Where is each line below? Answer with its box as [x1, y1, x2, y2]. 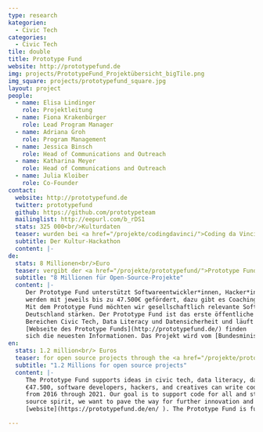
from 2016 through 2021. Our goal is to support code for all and [25, 390, 247, 398]
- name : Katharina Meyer [15, 158, 96, 165]
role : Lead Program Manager [22, 121, 113, 129]
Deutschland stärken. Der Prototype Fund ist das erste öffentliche [25, 310, 254, 318]
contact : [8, 186, 37, 194]
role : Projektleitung [22, 107, 92, 114]
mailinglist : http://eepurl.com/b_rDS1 [15, 216, 146, 223]
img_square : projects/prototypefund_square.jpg [8, 77, 167, 85]
